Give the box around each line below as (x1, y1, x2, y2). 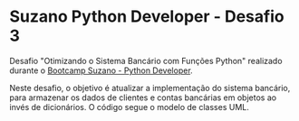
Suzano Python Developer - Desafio (9, 6, 285, 27)
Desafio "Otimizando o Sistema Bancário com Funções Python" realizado (9, 55, 283, 66)
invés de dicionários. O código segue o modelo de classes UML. (9, 101, 249, 112)
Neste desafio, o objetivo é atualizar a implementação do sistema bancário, (9, 82, 291, 93)
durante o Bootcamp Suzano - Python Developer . (9, 65, 193, 76)
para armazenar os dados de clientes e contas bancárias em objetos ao (9, 92, 277, 103)
